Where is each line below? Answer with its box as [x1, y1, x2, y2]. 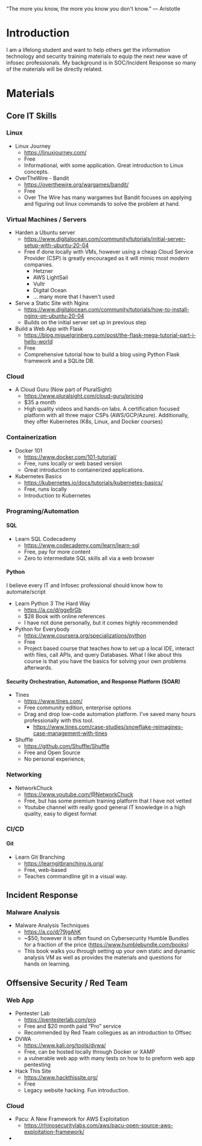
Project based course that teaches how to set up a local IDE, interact [24, 645, 195, 652]
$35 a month [24, 399, 56, 406]
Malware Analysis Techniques [14, 922, 89, 929]
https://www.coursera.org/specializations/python [24, 632, 147, 639]
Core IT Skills [6, 110, 57, 121]
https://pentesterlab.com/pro [24, 1016, 96, 1023]
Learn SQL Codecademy [14, 535, 77, 542]
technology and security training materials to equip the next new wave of [6, 53, 188, 60]
